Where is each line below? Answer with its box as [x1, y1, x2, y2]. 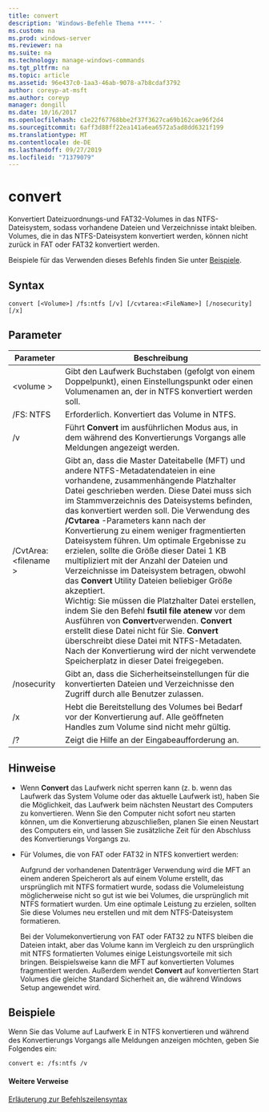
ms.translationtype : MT [8, 131, 88, 139]
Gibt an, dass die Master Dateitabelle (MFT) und [65, 454, 246, 465]
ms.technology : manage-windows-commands [8, 57, 146, 65]
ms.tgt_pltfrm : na [8, 64, 70, 72]
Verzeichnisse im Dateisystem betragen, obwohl [65, 565, 247, 576]
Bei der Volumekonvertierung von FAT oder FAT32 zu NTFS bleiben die [19, 931, 254, 941]
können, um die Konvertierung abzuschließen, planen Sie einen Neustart [19, 816, 259, 826]
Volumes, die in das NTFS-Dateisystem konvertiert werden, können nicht [8, 232, 248, 241]
